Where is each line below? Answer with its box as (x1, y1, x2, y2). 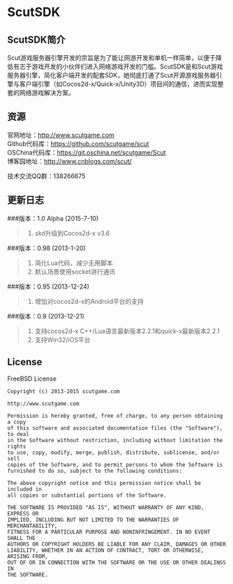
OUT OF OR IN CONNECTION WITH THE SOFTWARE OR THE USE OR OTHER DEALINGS (7, 560, 227, 567)
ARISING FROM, (7, 553, 49, 560)
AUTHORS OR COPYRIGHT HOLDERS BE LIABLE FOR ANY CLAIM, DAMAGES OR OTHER (7, 541, 227, 548)
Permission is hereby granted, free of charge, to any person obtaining (7, 413, 223, 420)
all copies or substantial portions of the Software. (7, 492, 167, 499)
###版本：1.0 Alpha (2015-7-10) (7, 214, 99, 222)
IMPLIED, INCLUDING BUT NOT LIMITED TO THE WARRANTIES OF (7, 516, 179, 524)
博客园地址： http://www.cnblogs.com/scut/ (7, 156, 133, 165)
